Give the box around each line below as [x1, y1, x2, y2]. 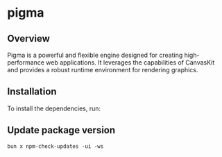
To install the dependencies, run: [7, 104, 101, 113]
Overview [7, 33, 51, 44]
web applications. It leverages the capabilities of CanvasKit [46, 58, 215, 67]
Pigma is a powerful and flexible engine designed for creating [7, 51, 183, 59]
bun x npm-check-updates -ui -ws [7, 142, 104, 150]
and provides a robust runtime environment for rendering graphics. [7, 66, 198, 74]
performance [7, 58, 45, 67]
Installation [7, 85, 57, 98]
